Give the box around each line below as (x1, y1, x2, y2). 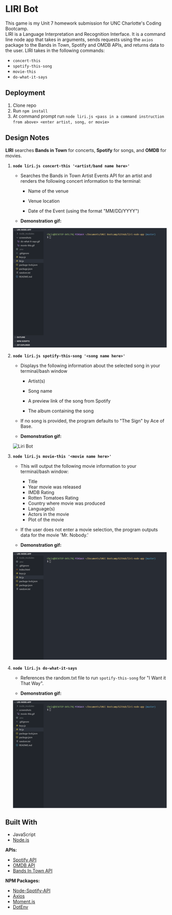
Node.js (12, 837, 30, 843)
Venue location (28, 198, 60, 204)
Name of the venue (28, 188, 69, 194)
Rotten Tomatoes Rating (28, 494, 79, 501)
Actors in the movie (28, 511, 69, 517)
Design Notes (5, 134, 50, 142)
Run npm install (12, 107, 48, 113)
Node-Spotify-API (12, 888, 51, 894)
